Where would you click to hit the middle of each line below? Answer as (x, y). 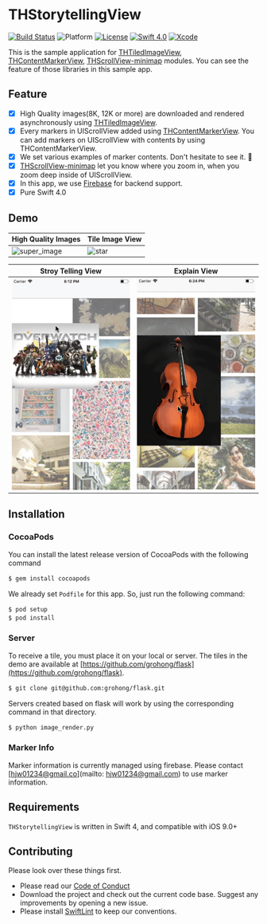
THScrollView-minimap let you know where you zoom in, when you (130, 166)
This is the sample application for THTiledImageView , (95, 52)
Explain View (196, 271)
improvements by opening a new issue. (84, 903)
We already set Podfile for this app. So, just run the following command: (127, 594)
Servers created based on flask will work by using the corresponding (121, 703)
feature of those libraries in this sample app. (80, 69)
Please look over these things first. (65, 871)
